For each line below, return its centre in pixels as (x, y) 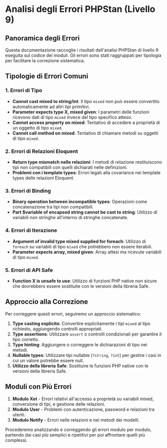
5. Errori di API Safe (29, 270)
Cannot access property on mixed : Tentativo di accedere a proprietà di (86, 122)
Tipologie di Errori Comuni (47, 76)
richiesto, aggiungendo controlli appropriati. (57, 329)
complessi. (16, 440)
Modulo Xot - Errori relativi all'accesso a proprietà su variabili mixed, (83, 399)
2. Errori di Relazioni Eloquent (42, 151)
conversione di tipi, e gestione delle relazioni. (59, 404)
